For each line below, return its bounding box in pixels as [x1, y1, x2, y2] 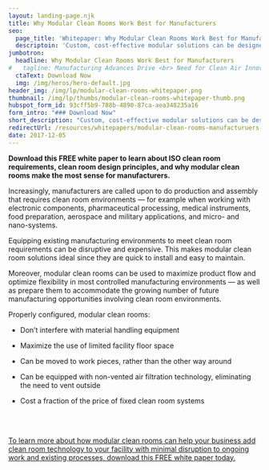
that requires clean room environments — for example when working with [8, 194, 251, 204]
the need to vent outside [19, 380, 101, 390]
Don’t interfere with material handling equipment [19, 325, 180, 334]
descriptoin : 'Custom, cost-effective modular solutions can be [15, 42, 235, 50]
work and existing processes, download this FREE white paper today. [8, 452, 236, 462]
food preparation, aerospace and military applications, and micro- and [8, 211, 240, 221]
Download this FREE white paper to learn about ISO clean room [8, 153, 221, 163]
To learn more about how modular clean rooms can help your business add [8, 435, 256, 445]
